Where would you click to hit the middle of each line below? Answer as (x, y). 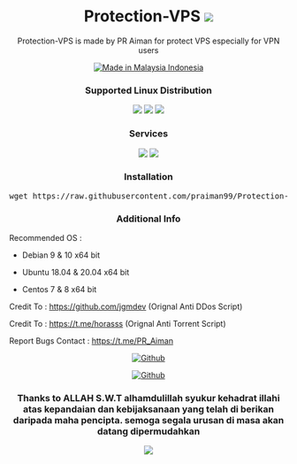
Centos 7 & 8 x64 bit (59, 290)
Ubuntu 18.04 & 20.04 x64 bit (76, 273)
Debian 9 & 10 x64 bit (61, 255)
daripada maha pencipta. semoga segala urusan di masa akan (148, 421)
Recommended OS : (46, 238)
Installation (148, 177)
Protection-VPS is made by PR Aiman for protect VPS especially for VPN (148, 41)
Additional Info (148, 219)
